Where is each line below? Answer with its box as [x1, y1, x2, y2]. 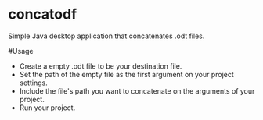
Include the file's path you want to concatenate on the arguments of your [19, 86, 255, 95]
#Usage [8, 46, 34, 55]
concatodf [8, 5, 77, 23]
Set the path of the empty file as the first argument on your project [19, 69, 235, 79]
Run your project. [19, 103, 76, 112]
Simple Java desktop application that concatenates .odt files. [8, 31, 205, 41]
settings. [19, 78, 49, 87]
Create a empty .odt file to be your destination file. [19, 61, 182, 71]
